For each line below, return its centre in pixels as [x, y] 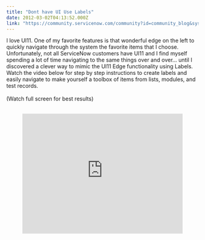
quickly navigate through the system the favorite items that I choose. [92, 47]
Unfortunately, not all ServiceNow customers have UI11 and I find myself [97, 54]
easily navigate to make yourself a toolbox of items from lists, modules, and [101, 79]
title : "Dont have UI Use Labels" [50, 12]
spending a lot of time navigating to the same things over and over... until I [99, 60]
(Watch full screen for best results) [50, 99]
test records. [22, 86]
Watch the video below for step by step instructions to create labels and [97, 73]
